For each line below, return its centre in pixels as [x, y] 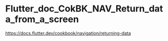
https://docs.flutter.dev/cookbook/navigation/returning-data [68, 33]
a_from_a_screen [42, 19]
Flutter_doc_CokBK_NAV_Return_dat [84, 9]
